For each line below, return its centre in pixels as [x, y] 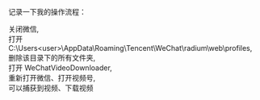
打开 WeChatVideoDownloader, [61, 68]
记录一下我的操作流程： [47, 12]
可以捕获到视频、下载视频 [51, 88]
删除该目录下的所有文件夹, [52, 58]
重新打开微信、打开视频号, [52, 78]
